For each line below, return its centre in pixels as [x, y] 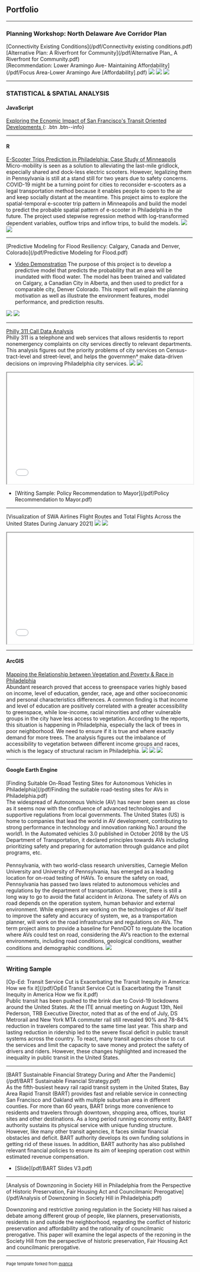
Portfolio [22, 10]
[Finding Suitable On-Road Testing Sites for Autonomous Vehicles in [89, 783]
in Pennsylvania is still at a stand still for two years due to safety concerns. [97, 178]
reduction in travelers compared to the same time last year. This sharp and [97, 1026]
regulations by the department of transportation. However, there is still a [94, 890]
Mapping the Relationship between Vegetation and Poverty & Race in [90, 674]
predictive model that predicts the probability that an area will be [93, 270]
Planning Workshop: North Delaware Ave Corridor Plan [86, 33]
